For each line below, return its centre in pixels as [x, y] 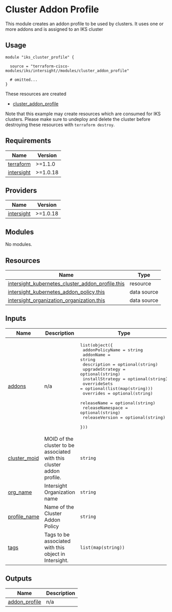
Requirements [28, 141]
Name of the [59, 507]
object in [55, 554]
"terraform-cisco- [50, 66]
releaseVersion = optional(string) [124, 417]
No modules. [19, 244]
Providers [21, 191]
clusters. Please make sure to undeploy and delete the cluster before [78, 119]
